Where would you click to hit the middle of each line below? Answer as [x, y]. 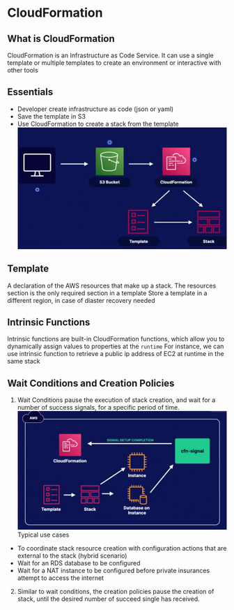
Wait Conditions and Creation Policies [91, 383]
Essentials [30, 92]
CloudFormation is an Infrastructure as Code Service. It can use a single [110, 55]
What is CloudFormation [61, 39]
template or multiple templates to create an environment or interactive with [114, 63]
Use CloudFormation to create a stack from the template [98, 124]
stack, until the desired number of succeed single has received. [108, 599]
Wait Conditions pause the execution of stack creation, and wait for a [116, 400]
